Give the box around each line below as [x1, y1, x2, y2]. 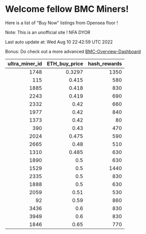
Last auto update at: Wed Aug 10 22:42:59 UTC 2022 [5, 39, 113, 45]
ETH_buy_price [46, 60, 83, 67]
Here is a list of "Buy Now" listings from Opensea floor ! [5, 20, 118, 26]
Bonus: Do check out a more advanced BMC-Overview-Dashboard [5, 48, 141, 54]
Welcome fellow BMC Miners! [5, 3, 129, 15]
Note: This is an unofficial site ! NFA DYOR [5, 29, 90, 35]
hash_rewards [88, 60, 122, 67]
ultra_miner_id [7, 60, 42, 67]
